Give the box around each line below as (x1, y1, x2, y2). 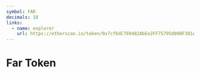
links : (6, 20, 23, 26)
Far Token (6, 56, 57, 70)
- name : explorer (11, 25, 55, 31)
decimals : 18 (6, 14, 39, 20)
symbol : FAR (6, 8, 36, 15)
